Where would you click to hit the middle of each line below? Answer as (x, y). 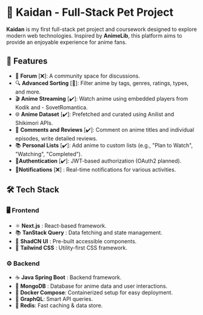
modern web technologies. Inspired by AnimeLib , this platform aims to (94, 35)
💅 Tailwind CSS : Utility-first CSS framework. (71, 248)
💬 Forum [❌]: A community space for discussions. (78, 76)
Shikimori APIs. (34, 123)
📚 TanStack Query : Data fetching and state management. (88, 232)
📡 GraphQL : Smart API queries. (54, 299)
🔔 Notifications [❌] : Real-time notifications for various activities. (95, 169)
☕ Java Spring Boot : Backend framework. (68, 277)
